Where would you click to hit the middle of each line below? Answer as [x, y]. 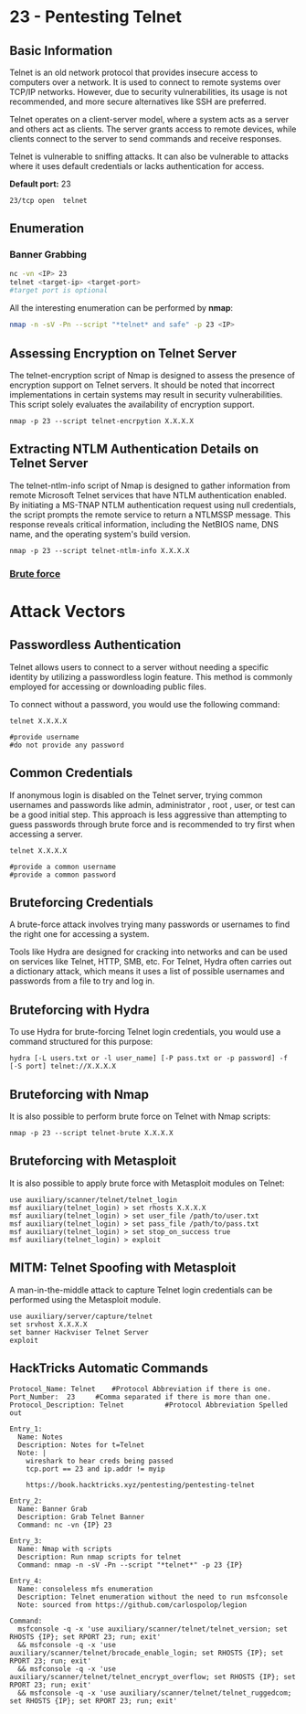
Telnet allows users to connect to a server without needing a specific [139, 667]
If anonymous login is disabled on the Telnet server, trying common [136, 795]
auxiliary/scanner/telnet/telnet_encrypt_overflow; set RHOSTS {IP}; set [153, 1677]
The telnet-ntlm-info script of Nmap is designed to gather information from [150, 485]
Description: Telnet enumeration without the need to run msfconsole [153, 1597]
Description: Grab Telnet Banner [81, 1517]
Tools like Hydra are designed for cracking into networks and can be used [148, 952]
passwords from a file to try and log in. [82, 981]
